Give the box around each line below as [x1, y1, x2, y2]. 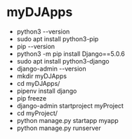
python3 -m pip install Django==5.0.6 [16, 50, 126, 58]
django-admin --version [16, 64, 86, 73]
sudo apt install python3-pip [16, 34, 99, 43]
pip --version [16, 42, 55, 50]
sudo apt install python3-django [16, 57, 110, 65]
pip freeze [16, 94, 47, 102]
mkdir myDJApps [16, 71, 67, 80]
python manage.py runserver [16, 124, 101, 132]
